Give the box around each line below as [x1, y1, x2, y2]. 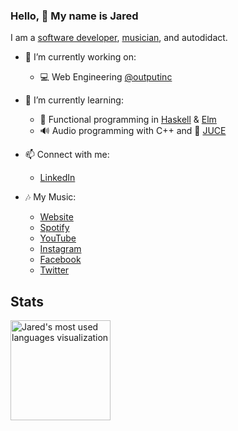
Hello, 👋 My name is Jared [10, 9, 139, 23]
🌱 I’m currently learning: [24, 94, 124, 106]
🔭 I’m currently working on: [24, 51, 137, 63]
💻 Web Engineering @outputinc [39, 71, 173, 83]
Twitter [39, 264, 70, 276]
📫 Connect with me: [24, 149, 110, 161]
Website [39, 211, 74, 223]
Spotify [39, 222, 70, 234]
